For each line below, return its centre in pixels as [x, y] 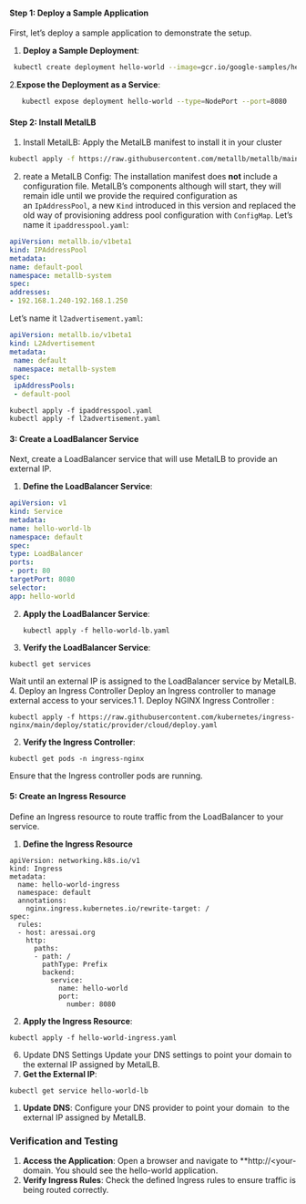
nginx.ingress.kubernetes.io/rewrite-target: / [117, 908]
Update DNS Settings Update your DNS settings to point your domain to [157, 1055]
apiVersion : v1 [38, 503]
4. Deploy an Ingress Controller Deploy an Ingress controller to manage [143, 690]
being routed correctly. [66, 1190]
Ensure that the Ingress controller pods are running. [106, 776]
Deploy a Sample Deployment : [81, 51]
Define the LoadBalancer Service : [87, 487]
